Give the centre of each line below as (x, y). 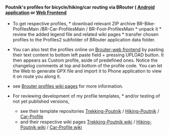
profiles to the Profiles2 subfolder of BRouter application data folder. (84, 40)
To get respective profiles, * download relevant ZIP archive (74, 24)
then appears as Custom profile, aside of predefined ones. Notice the (85, 60)
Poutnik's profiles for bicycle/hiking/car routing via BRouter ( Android (80, 7)
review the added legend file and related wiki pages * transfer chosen (86, 34)
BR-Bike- (146, 24)
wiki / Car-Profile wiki (60, 127)
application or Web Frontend (36, 12)
